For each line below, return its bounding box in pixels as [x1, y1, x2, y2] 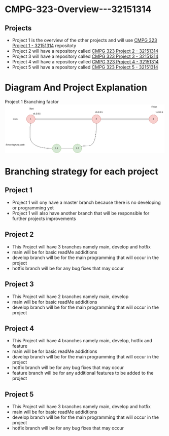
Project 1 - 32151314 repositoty [12, 43, 77, 49]
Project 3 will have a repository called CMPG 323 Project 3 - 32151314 [12, 53, 158, 59]
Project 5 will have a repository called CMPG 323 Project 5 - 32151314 [12, 64, 158, 70]
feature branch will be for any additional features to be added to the [12, 370, 154, 376]
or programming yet [12, 204, 54, 211]
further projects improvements [12, 215, 76, 222]
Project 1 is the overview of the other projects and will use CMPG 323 [12, 37, 157, 43]
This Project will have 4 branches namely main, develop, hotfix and [12, 338, 153, 344]
